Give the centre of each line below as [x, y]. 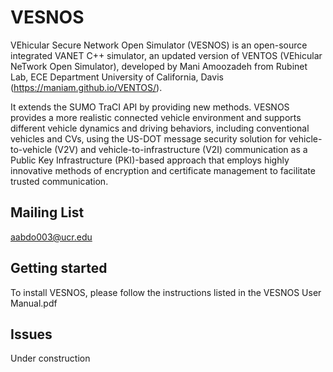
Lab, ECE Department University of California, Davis [117, 77]
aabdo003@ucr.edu [51, 237]
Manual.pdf [34, 303]
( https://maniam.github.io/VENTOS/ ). [86, 87]
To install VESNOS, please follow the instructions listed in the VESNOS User [166, 292]
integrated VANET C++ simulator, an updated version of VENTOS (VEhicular [166, 55]
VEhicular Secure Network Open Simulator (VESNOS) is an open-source [159, 45]
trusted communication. [59, 181]
